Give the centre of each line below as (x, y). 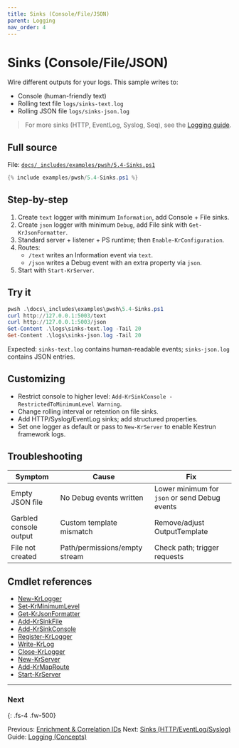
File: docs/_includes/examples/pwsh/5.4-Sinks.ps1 (81, 165)
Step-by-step (38, 200)
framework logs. (42, 434)
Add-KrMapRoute (43, 667)
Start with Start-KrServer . (56, 270)
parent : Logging (31, 21)
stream (72, 556)
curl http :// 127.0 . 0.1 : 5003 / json (57, 322)
